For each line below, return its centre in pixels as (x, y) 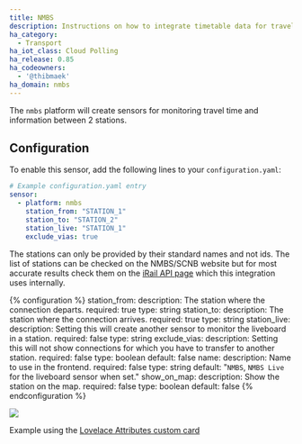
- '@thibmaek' (44, 77)
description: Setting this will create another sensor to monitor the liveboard (148, 329)
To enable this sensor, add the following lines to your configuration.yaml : (145, 170)
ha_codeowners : (38, 68)
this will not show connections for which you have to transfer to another (142, 348)
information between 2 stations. (68, 120)
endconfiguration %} (48, 395)
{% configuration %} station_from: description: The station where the (137, 300)
